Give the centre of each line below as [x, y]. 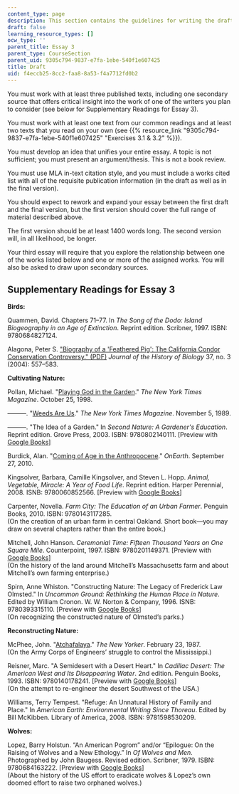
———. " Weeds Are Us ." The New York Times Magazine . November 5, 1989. [119, 413]
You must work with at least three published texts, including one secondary [118, 94]
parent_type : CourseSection [49, 54]
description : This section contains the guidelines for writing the [111, 21]
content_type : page [36, 14]
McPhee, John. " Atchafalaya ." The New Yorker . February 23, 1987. [104, 645]
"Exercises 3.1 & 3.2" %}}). [143, 138]
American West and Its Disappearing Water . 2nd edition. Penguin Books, [114, 674]
